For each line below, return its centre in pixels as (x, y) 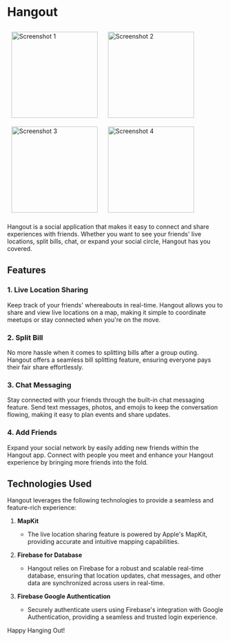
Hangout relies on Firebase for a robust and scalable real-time (116, 569)
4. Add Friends (32, 433)
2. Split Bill (25, 337)
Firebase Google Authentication (64, 596)
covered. (20, 248)
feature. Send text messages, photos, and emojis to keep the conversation (113, 407)
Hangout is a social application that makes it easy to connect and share (108, 226)
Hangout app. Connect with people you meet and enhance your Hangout (110, 455)
